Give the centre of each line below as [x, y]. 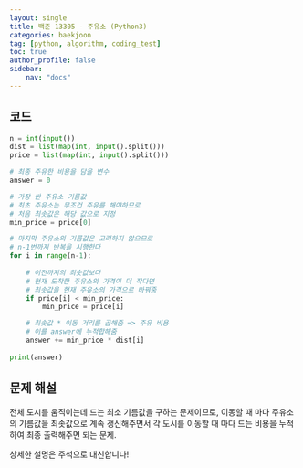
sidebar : [26, 69]
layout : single [38, 18]
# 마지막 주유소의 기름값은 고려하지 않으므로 [81, 239]
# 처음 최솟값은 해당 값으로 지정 [63, 214]
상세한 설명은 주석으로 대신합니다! [69, 454]
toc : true [28, 52]
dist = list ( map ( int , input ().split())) [88, 147]
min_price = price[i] [84, 307]
